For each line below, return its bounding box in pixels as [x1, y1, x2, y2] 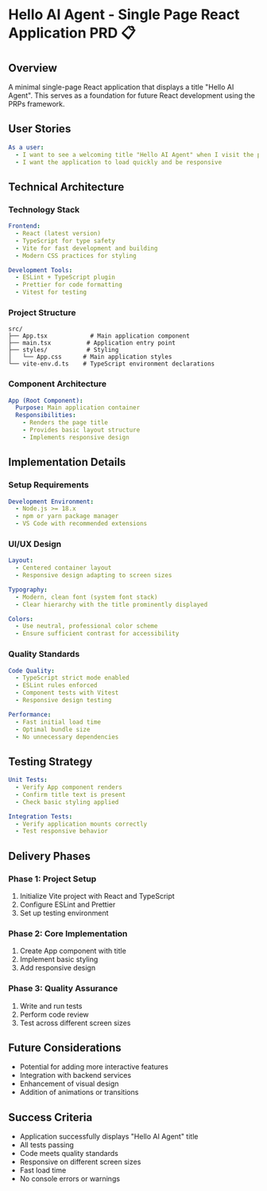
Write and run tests [19, 1001, 83, 1010]
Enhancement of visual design [19, 1079, 119, 1088]
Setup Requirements [8, 479, 89, 490]
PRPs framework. [8, 100, 65, 108]
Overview [8, 61, 58, 75]
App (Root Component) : [8, 396, 83, 404]
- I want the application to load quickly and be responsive [15, 158, 222, 166]
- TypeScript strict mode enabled [15, 674, 130, 682]
